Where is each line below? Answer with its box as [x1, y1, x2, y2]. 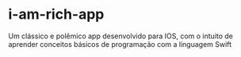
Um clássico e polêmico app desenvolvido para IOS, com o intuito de [8, 31, 234, 41]
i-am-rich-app [8, 5, 105, 23]
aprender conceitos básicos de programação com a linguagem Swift [8, 39, 232, 48]
